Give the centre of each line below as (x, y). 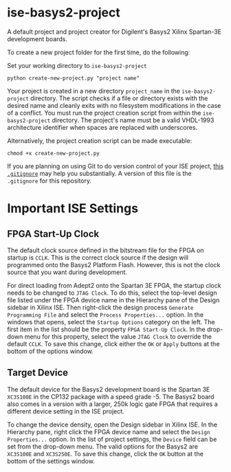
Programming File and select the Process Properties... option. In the (106, 315)
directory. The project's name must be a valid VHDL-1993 (133, 120)
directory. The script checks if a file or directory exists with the (119, 98)
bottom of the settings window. (51, 461)
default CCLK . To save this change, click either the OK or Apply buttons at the (113, 344)
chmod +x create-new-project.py (53, 153)
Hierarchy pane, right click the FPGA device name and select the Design (109, 431)
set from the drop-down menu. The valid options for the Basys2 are (103, 446)
